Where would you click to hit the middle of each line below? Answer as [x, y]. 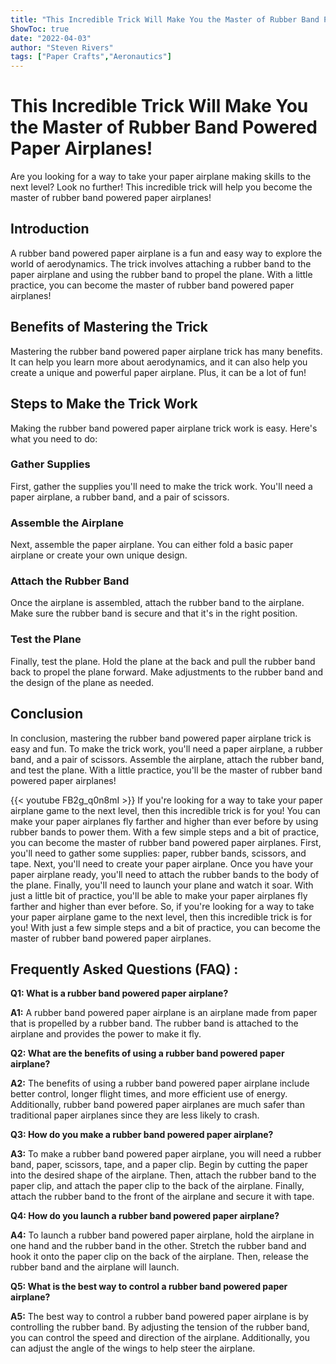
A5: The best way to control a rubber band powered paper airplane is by [159, 1317]
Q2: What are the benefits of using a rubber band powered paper [147, 1053]
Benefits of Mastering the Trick [109, 327]
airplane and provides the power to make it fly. [106, 1034]
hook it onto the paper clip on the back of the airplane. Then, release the [159, 1257]
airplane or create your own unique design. [99, 555]
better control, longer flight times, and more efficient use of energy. [149, 1094]
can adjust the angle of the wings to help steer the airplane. [133, 1348]
